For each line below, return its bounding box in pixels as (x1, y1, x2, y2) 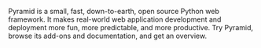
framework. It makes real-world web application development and (8, 15, 222, 24)
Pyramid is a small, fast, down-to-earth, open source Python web (8, 7, 220, 15)
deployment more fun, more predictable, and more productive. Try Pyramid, (8, 23, 254, 32)
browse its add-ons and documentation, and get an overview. (8, 31, 207, 40)
